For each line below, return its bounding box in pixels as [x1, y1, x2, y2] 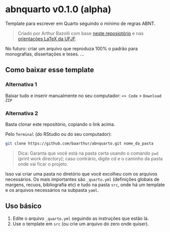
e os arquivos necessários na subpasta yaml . [5, 187, 99, 193]
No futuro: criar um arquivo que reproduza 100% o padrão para [5, 45, 138, 51]
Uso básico [5, 202, 42, 211]
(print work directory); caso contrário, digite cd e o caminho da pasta [17, 155, 163, 161]
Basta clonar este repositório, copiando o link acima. [5, 121, 116, 127]
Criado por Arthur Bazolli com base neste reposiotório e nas [17, 30, 144, 36]
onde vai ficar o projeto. [17, 161, 68, 167]
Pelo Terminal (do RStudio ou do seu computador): [5, 131, 112, 137]
